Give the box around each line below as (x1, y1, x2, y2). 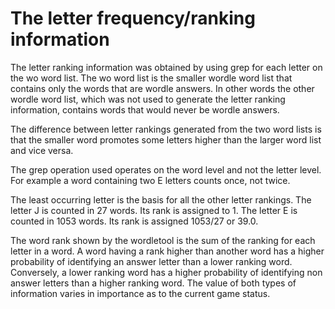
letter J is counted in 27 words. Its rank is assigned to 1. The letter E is (10, 204, 298, 216)
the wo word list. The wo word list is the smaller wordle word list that (10, 72, 293, 84)
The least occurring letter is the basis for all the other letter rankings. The (10, 193, 312, 206)
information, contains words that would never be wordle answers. (10, 103, 280, 116)
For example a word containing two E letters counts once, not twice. (10, 174, 291, 186)
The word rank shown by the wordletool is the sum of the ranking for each (10, 234, 316, 246)
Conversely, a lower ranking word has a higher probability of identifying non (10, 266, 323, 278)
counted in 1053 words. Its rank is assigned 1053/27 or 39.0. (10, 215, 259, 227)
